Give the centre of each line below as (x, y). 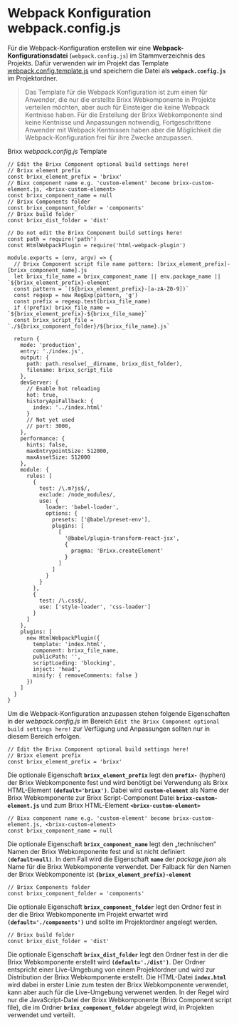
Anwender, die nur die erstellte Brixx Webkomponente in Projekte (120, 99)
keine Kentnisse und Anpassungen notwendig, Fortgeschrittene (118, 122)
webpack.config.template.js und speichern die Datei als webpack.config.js (117, 71)
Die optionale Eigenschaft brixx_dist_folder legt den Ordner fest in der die (118, 954)
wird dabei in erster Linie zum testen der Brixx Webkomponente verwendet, (118, 984)
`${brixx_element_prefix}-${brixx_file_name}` (78, 314)
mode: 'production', (51, 345)
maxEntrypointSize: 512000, (68, 451)
